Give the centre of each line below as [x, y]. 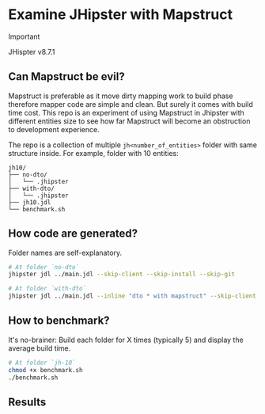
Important [24, 36]
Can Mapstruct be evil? [66, 77]
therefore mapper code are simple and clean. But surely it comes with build [131, 104]
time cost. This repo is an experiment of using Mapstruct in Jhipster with [127, 112]
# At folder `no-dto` [44, 267]
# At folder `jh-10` [42, 363]
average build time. [40, 348]
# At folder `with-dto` [47, 289]
